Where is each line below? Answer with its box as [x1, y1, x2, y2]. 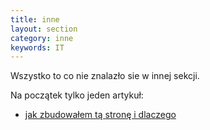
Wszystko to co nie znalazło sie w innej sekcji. [10, 70, 200, 82]
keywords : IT [10, 42, 65, 53]
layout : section [10, 24, 78, 34]
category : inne [10, 33, 74, 43]
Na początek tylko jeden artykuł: [10, 89, 144, 101]
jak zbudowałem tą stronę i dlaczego [24, 109, 177, 121]
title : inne [10, 14, 60, 25]
